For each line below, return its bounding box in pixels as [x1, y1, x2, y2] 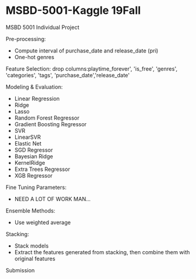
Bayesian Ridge [14, 152, 53, 160]
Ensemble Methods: [5, 207, 56, 214]
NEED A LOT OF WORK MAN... [14, 195, 91, 202]
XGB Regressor [14, 172, 53, 179]
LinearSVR [14, 133, 41, 141]
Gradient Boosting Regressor [14, 120, 87, 127]
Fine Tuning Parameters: [5, 184, 67, 191]
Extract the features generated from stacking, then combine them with [14, 248, 190, 255]
